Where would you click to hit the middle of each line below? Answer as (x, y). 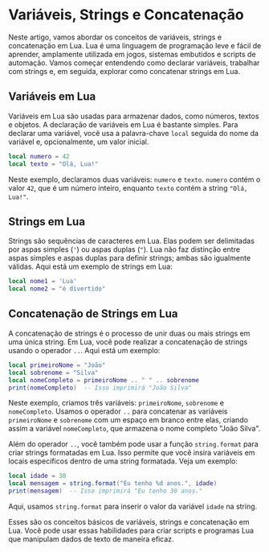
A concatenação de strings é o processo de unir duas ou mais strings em (129, 333)
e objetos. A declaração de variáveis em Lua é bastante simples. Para (123, 124)
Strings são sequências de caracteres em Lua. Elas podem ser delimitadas (132, 241)
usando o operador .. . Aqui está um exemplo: (84, 350)
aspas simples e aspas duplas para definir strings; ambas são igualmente (130, 258)
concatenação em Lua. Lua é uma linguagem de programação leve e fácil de (135, 45)
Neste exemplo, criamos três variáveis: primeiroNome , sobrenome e (116, 403)
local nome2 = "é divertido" (57, 289)
